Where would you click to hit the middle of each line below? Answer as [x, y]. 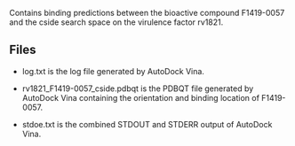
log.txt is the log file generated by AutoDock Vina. [113, 71]
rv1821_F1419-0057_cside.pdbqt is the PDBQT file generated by [138, 88]
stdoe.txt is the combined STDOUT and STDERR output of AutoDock [147, 124]
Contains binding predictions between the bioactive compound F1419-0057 [147, 13]
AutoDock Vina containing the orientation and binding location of [141, 97]
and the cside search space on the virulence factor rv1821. [116, 22]
